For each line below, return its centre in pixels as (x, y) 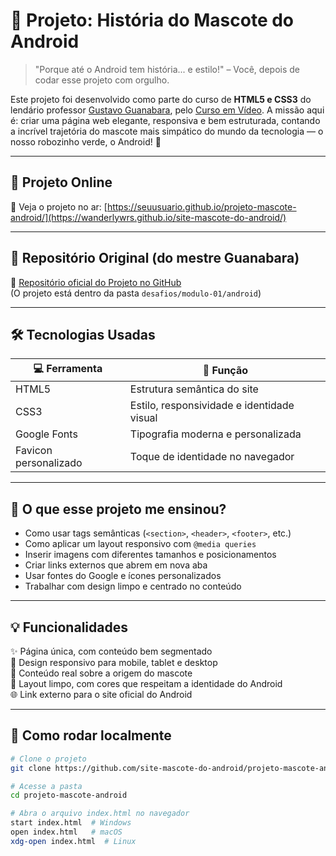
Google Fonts (46, 434)
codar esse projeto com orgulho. (102, 80)
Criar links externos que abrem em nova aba (116, 565)
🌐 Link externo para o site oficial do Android (101, 694)
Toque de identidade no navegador (212, 457)
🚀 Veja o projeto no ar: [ (59, 206)
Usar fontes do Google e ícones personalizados (123, 576)
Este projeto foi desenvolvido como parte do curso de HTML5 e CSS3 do (161, 99)
